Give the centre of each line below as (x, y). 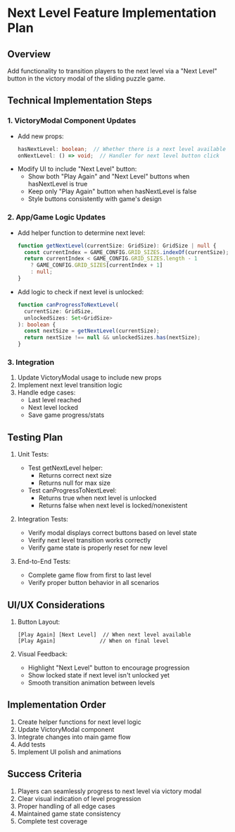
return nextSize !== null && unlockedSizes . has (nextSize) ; (113, 338)
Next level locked (53, 408)
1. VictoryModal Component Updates (72, 121)
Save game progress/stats (66, 415)
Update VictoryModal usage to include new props (89, 378)
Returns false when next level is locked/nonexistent (113, 505)
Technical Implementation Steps (80, 101)
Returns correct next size (75, 476)
